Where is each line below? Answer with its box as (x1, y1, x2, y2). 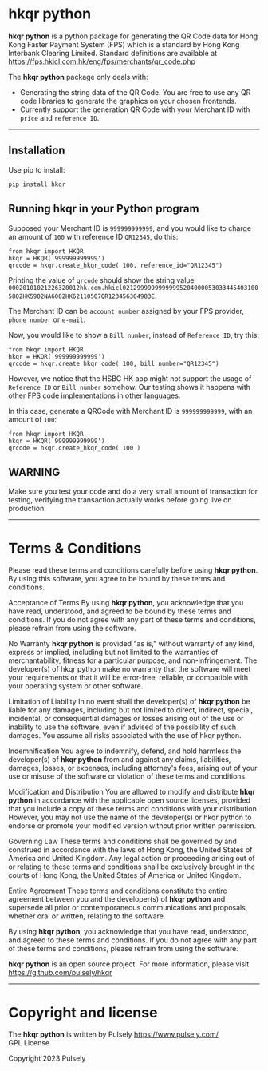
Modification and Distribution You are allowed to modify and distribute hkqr (8, 787, 256, 797)
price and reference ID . (19, 113, 100, 122)
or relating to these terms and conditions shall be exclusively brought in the (8, 862, 255, 871)
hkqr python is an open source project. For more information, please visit (8, 959, 250, 969)
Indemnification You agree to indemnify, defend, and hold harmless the (8, 746, 242, 756)
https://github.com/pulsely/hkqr (8, 968, 112, 978)
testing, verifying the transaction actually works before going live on (8, 495, 233, 505)
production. (8, 504, 46, 514)
